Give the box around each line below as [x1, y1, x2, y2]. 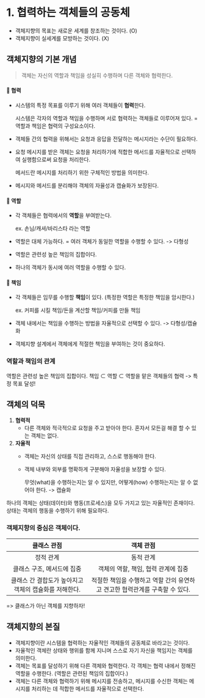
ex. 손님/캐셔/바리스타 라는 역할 [15, 225, 90, 232]
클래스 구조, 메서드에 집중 [13, 564, 82, 573]
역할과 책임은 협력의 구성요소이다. [15, 122, 96, 129]
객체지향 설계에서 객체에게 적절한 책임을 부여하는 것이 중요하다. [15, 340, 166, 347]
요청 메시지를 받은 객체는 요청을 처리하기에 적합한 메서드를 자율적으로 [15, 148, 180, 155]
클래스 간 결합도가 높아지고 [11, 576, 84, 584]
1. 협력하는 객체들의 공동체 [6, 6, 130, 20]
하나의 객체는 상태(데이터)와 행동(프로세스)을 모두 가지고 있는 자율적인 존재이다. [6, 499, 195, 507]
